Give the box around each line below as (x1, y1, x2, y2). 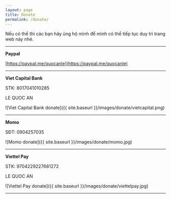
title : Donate (5, 12, 36, 17)
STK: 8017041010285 (5, 85, 50, 91)
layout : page (5, 7, 33, 13)
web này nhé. (5, 36, 34, 42)
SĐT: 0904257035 (5, 129, 44, 135)
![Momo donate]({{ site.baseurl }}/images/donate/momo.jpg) (5, 139, 132, 145)
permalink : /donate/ (5, 17, 49, 22)
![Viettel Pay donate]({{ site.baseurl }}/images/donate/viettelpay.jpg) (5, 183, 149, 189)
